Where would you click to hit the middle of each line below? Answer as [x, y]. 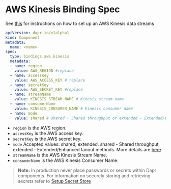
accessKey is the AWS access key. [48, 133]
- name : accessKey [30, 75]
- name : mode [24, 113]
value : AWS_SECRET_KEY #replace [49, 90]
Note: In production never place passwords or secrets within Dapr [87, 170]
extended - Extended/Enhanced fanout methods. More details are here [87, 149]
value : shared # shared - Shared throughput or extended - [78, 118]
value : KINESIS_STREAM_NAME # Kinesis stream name [69, 99]
